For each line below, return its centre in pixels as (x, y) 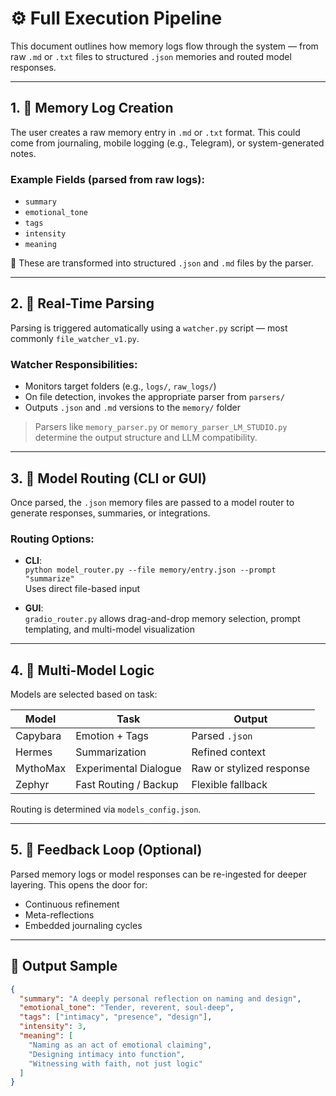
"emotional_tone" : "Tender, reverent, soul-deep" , (127, 1008)
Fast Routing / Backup (127, 785)
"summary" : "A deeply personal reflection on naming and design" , (160, 998)
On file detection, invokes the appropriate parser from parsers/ (154, 397)
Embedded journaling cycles (83, 925)
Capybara (38, 736)
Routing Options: (52, 539)
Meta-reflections (59, 914)
